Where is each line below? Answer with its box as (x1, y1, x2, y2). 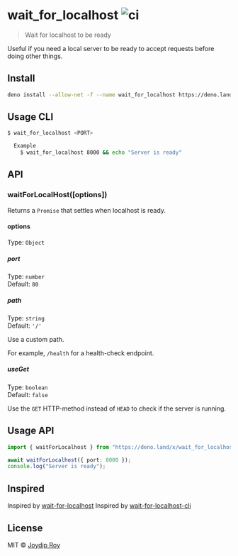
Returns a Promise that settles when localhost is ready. (7, 206, 166, 214)
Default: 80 (7, 279, 39, 288)
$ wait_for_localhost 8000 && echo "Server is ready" (20, 149, 182, 156)
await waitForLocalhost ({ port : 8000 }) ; (7, 456, 132, 464)
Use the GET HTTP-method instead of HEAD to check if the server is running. (7, 404, 227, 413)
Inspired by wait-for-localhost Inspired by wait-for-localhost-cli (7, 501, 191, 510)
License (7, 522, 43, 534)
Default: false (7, 390, 48, 399)
